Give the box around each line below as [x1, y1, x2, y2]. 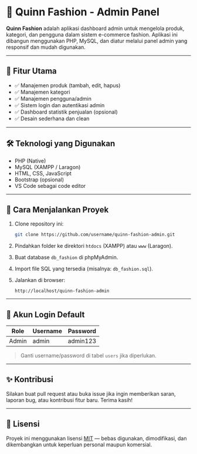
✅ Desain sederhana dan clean [14, 115, 90, 122]
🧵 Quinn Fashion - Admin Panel [6, 5, 160, 19]
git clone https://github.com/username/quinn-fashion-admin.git [14, 232, 175, 238]
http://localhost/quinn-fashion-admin [14, 288, 110, 294]
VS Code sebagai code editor [14, 182, 86, 189]
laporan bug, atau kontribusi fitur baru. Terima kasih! [6, 396, 133, 403]
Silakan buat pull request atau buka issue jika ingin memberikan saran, [6, 390, 176, 397]
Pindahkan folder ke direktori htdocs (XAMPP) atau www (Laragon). [14, 243, 173, 250]
